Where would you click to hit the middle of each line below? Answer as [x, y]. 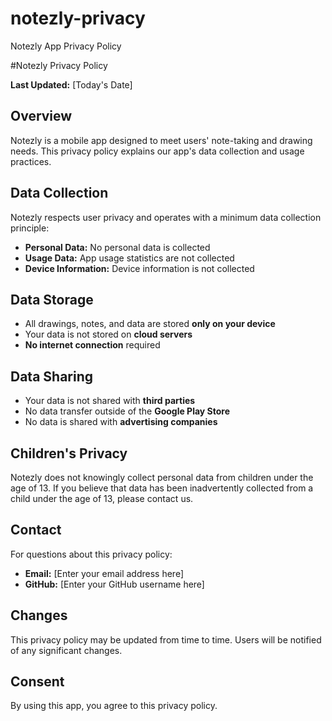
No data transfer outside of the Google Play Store [127, 411]
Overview [41, 116]
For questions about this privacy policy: [91, 554]
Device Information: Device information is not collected [139, 268]
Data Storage [52, 299]
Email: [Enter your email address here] [104, 573]
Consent [37, 682]
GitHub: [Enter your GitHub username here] [114, 584]
